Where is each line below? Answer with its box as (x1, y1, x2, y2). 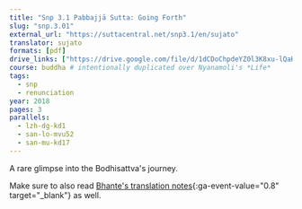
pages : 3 (9, 105, 42, 114)
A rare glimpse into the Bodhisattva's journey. (9, 162, 178, 173)
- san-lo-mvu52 (17, 130, 75, 139)
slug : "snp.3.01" (9, 22, 75, 30)
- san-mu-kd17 (17, 138, 70, 147)
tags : (9, 72, 30, 81)
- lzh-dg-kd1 (17, 122, 67, 131)
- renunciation (17, 88, 75, 97)
